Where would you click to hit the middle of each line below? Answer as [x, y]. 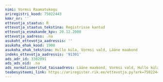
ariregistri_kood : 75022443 [33, 14]
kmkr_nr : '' [17, 18]
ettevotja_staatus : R [27, 23]
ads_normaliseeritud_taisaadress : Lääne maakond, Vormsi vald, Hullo [77, 68]
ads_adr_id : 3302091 [26, 59]
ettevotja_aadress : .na [29, 37]
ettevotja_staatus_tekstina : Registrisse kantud [55, 27]
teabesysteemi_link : [26, 72]
